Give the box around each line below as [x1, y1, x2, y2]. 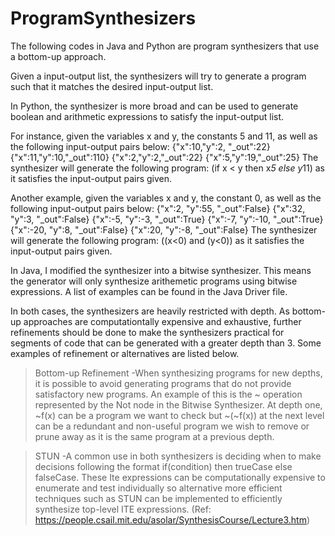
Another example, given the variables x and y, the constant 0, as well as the [10, 192, 322, 204]
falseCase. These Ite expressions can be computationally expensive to [34, 471, 326, 483]
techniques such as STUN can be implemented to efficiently [34, 492, 283, 504]
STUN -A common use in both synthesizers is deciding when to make [34, 450, 322, 462]
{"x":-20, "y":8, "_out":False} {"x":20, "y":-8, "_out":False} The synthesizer [10, 223, 318, 236]
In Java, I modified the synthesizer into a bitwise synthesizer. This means [10, 264, 312, 276]
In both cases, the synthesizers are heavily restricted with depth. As [10, 305, 290, 317]
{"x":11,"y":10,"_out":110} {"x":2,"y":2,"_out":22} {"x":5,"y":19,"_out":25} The [10, 151, 319, 163]
